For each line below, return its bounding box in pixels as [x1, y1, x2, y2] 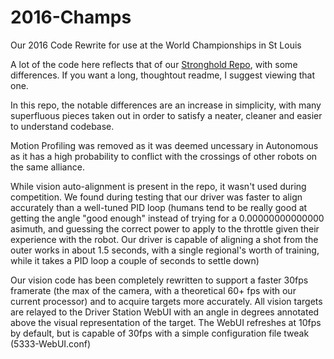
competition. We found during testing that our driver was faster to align [10, 191, 303, 203]
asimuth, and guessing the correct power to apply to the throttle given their [10, 222, 320, 235]
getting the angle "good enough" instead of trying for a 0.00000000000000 [10, 212, 325, 224]
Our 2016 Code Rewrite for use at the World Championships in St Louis [10, 39, 302, 51]
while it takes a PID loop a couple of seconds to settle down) [10, 254, 260, 266]
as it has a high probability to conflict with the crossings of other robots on [10, 150, 318, 162]
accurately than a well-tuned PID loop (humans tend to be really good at [10, 201, 308, 213]
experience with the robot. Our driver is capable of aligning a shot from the [10, 233, 319, 245]
